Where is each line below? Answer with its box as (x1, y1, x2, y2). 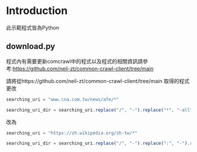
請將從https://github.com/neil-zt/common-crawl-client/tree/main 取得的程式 (6, 77, 189, 84)
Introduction (6, 4, 68, 18)
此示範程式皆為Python (6, 24, 60, 31)
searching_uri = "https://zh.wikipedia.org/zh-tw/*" (6, 130, 138, 136)
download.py (6, 42, 56, 51)
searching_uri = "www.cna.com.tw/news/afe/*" (6, 96, 119, 102)
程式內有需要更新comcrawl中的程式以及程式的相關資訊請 (6, 57, 143, 65)
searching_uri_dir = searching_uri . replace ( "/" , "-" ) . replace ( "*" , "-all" (6, 107, 193, 113)
